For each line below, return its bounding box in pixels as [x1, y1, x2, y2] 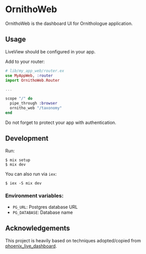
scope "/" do [5, 96, 33, 101]
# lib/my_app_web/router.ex [5, 68, 65, 73]
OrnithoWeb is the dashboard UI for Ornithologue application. [5, 20, 133, 26]
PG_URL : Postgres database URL [12, 204, 78, 210]
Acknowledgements [5, 224, 70, 233]
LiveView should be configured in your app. [5, 48, 96, 54]
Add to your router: [5, 58, 45, 65]
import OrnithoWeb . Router [5, 78, 60, 83]
